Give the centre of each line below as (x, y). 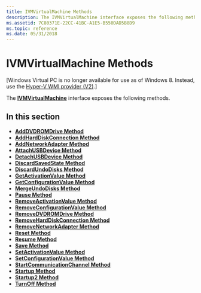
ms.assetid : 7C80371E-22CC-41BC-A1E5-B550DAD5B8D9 (71, 23)
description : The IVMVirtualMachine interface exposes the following (95, 17)
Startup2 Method (36, 277)
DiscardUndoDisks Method (49, 169)
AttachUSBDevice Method (48, 150)
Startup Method (35, 271)
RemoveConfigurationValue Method (60, 207)
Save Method (32, 245)
